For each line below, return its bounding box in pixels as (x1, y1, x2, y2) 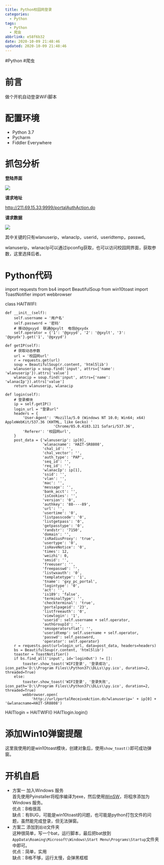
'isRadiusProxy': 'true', (42, 537, 95, 541)
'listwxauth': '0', (42, 571, 82, 576)
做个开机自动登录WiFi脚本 (5, 94, 57, 99)
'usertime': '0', (42, 511, 78, 515)
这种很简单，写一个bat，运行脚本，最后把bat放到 (12, 830, 112, 836)
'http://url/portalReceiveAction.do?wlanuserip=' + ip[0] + (31, 697, 157, 701)
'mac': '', (42, 481, 65, 486)
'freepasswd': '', (42, 566, 80, 571)
